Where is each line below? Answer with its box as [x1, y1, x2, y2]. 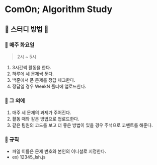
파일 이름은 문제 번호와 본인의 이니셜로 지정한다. [12, 148, 106, 154]
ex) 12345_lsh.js [12, 154, 46, 160]
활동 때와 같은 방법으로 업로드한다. [12, 116, 80, 122]
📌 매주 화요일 [5, 41, 35, 48]
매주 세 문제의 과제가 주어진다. [12, 109, 71, 116]
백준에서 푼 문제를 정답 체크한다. [12, 77, 75, 83]
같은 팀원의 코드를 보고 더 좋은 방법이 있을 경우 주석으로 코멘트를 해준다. [12, 122, 153, 128]
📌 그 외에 [5, 97, 25, 104]
